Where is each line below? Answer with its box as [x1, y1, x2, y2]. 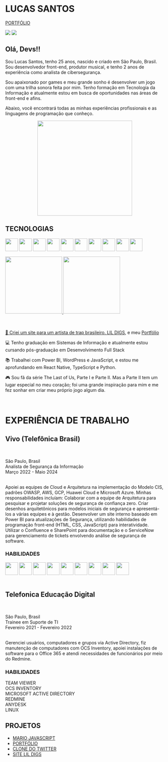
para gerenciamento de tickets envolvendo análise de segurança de [5, 532, 146, 538]
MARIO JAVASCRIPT [12, 735, 55, 741]
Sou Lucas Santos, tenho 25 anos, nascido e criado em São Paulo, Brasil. [5, 58, 157, 64]
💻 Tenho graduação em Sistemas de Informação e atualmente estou [5, 339, 148, 345]
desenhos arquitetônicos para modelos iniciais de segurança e [5, 505, 136, 512]
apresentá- [136, 505, 160, 512]
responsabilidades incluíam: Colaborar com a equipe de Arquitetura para [5, 495, 156, 501]
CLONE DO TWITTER [12, 746, 57, 752]
